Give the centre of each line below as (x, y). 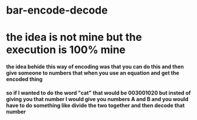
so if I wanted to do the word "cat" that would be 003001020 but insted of (98, 93)
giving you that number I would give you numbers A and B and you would (97, 99)
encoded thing (24, 79)
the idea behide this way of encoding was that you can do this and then (95, 66)
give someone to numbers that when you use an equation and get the (93, 73)
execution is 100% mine (66, 50)
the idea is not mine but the (74, 38)
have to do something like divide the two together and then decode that (95, 105)
